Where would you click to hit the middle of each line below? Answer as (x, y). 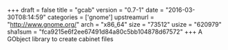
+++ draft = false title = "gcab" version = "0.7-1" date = (85, 10)
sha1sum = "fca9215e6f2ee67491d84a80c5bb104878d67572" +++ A (105, 32)
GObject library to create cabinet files (60, 39)
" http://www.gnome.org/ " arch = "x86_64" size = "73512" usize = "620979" (114, 24)
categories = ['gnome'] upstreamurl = (101, 17)
